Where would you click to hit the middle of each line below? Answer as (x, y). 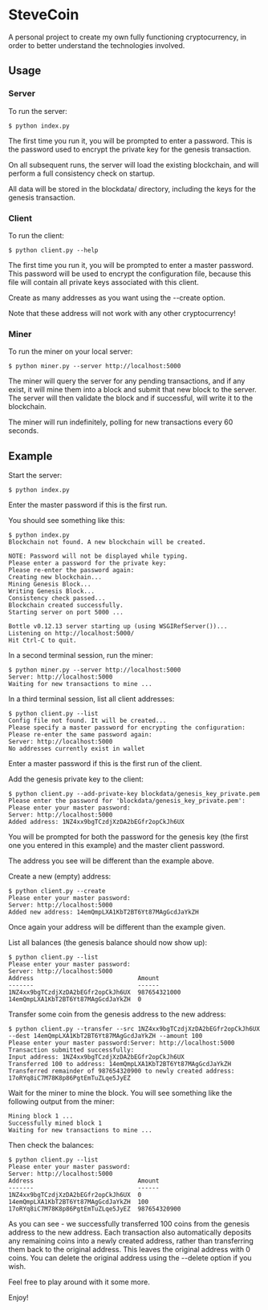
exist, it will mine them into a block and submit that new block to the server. (132, 390)
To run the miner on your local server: (71, 351)
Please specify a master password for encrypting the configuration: (127, 728)
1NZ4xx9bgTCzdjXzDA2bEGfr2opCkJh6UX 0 (75, 1195)
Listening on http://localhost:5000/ (71, 634)
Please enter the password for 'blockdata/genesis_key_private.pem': (127, 801)
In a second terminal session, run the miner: (81, 655)
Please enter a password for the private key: (87, 563)
